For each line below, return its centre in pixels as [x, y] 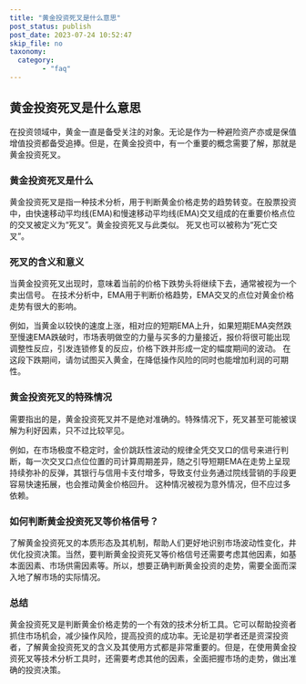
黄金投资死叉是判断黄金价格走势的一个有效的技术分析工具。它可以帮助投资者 [153, 625]
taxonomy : [28, 52]
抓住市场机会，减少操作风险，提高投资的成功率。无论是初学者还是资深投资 [149, 636]
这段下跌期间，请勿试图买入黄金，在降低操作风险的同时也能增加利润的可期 [149, 360]
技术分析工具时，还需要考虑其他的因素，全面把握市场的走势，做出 [164, 658]
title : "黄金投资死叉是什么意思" [65, 18]
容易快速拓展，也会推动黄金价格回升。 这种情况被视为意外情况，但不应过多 [150, 483]
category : [36, 60]
